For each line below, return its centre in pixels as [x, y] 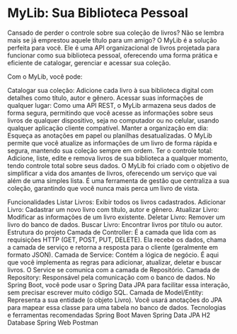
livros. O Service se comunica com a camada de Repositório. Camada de [114, 269]
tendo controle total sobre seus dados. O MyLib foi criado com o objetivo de [118, 165]
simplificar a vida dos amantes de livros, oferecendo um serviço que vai [112, 173]
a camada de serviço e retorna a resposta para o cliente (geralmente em [113, 247]
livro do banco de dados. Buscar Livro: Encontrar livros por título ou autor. [115, 224]
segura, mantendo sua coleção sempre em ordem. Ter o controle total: [110, 150]
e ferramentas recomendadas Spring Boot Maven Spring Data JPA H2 [109, 315]
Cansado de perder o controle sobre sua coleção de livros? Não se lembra [116, 33]
